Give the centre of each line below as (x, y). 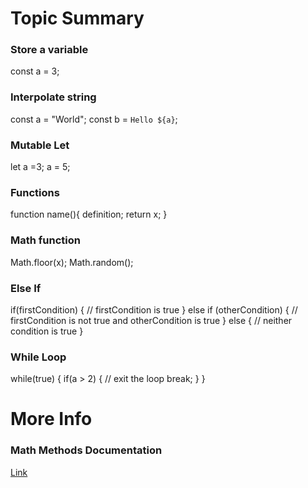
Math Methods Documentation (86, 450)
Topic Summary (77, 18)
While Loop (38, 357)
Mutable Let (40, 145)
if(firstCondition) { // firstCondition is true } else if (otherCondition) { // (154, 309)
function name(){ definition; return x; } (89, 214)
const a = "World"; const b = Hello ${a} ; (94, 119)
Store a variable (49, 50)
